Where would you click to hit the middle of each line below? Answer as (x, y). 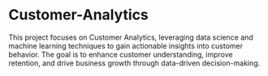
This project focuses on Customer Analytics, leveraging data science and (131, 37)
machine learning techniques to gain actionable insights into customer (126, 45)
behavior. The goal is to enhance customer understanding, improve (121, 54)
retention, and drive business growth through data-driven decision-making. (134, 63)
